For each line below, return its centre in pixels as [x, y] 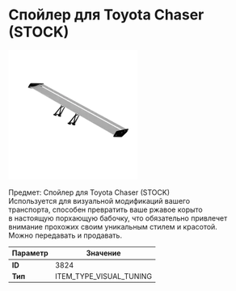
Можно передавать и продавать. [65, 235]
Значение [103, 253]
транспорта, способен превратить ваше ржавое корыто [106, 209]
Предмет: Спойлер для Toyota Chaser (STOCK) [89, 192]
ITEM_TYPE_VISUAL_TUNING [103, 276]
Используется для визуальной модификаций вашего [99, 200]
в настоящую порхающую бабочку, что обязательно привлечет [118, 218]
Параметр [30, 253]
